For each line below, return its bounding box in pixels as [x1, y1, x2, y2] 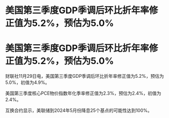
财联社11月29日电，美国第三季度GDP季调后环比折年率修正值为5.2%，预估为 [5, 73, 164, 79]
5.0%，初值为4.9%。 [5, 79, 50, 85]
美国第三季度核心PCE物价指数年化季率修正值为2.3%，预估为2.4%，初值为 [5, 90, 161, 97]
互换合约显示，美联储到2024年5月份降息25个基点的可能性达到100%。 [5, 107, 152, 113]
